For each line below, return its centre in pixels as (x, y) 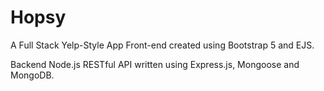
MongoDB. (32, 75)
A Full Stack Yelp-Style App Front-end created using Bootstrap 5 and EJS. (162, 45)
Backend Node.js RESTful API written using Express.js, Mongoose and (155, 64)
